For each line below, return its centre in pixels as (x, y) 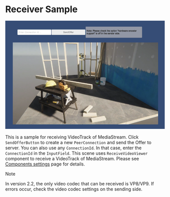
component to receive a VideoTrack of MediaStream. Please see (72, 159)
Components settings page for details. (45, 164)
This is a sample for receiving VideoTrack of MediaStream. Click (72, 137)
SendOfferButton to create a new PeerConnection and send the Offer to (78, 143)
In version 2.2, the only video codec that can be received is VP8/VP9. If (80, 184)
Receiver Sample (41, 9)
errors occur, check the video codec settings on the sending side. (74, 189)
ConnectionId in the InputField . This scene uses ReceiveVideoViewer (76, 153)
